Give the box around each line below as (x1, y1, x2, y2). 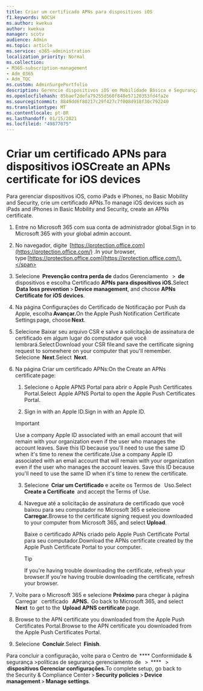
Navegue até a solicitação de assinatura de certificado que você (24, 500, 185, 507)
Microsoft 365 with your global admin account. (14, 230, 132, 237)
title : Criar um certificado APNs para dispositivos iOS (6, 8, 153, 15)
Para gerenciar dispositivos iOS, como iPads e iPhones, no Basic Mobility (6, 193, 188, 200)
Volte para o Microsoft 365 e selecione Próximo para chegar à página (14, 591, 189, 599)
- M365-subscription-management (6, 65, 88, 71)
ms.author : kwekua (6, 20, 53, 26)
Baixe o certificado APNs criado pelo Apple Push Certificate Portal (24, 530, 190, 538)
